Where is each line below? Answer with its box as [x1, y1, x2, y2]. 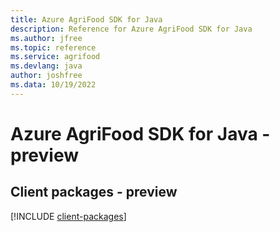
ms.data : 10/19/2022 [10, 80, 97, 90]
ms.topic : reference [10, 42, 97, 53]
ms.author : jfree [10, 33, 83, 43]
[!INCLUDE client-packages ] [10, 210, 127, 222]
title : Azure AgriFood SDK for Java [10, 14, 163, 25]
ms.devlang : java [10, 61, 83, 71]
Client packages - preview [10, 184, 178, 201]
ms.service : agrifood [10, 52, 101, 62]
